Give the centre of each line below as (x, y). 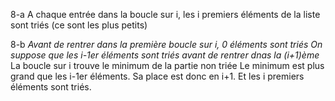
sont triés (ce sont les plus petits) (79, 25)
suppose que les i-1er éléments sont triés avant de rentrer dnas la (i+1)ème (165, 55)
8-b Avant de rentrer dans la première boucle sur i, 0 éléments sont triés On (166, 44)
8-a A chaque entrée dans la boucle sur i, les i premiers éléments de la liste (165, 14)
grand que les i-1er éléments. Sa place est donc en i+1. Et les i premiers (157, 76)
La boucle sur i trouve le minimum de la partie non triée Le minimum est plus (167, 65)
